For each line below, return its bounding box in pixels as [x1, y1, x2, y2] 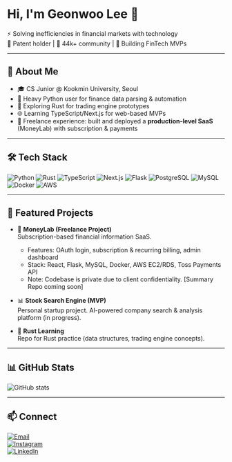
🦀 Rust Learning [17, 327, 64, 335]
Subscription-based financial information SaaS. [17, 232, 152, 241]
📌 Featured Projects [7, 207, 94, 219]
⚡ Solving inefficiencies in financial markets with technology [7, 29, 178, 37]
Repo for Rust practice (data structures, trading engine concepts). [17, 334, 205, 343]
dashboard [27, 253, 59, 261]
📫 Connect [7, 410, 57, 423]
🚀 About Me [7, 66, 59, 78]
